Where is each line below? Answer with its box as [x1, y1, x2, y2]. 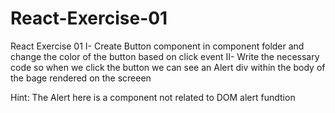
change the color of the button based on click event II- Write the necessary [10, 50, 320, 62]
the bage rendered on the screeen [10, 72, 152, 84]
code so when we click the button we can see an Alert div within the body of [10, 61, 326, 73]
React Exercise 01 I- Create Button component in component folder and [10, 40, 305, 52]
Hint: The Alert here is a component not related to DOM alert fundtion [10, 91, 296, 103]
